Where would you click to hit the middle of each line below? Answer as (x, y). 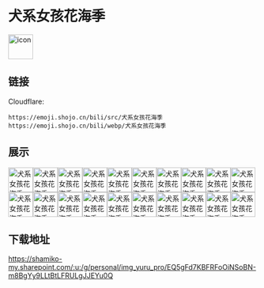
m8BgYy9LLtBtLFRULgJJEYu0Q (60, 276)
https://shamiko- (35, 259)
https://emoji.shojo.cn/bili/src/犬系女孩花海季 (86, 117)
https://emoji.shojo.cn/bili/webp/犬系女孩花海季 (87, 126)
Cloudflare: (26, 101)
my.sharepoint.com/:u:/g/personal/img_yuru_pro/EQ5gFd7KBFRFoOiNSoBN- (132, 267)
